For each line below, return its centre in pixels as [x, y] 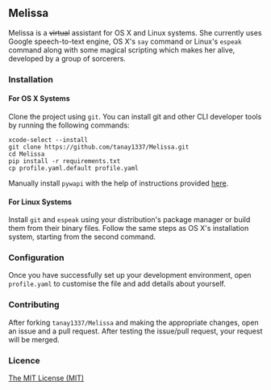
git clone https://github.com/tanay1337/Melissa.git [99, 147]
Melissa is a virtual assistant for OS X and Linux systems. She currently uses [135, 32]
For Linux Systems [40, 202]
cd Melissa [27, 154]
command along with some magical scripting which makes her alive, [122, 50]
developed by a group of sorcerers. [67, 58]
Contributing [34, 304]
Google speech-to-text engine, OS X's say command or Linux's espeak [125, 41]
